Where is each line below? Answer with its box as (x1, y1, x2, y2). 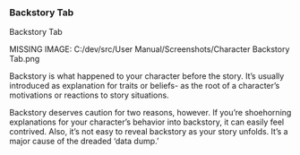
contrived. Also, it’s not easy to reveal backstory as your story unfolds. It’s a (9, 126, 288, 137)
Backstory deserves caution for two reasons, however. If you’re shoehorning (9, 108, 292, 118)
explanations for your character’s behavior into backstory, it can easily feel (9, 116, 285, 127)
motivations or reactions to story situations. (9, 90, 169, 100)
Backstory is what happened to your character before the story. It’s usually (9, 71, 285, 82)
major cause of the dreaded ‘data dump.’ (9, 136, 159, 147)
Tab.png (9, 54, 40, 65)
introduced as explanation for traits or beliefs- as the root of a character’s (9, 81, 280, 91)
